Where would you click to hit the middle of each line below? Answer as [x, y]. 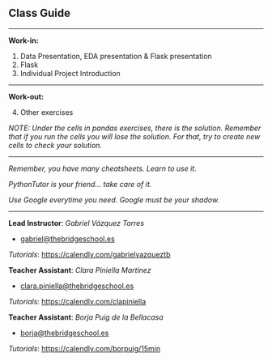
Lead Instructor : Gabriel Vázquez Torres [76, 223]
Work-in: [23, 40]
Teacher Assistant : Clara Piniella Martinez [80, 270]
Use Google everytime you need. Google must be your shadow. [114, 200]
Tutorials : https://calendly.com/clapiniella [77, 301]
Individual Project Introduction [70, 73]
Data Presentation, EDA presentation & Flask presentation [116, 56]
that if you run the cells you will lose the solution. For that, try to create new [134, 136]
